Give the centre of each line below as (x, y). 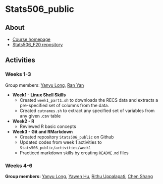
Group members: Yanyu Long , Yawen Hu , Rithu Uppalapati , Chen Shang (79, 176)
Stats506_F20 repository (37, 45)
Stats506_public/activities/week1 (55, 148)
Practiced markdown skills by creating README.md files (74, 153)
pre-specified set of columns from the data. (64, 105)
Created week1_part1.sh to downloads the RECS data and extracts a (89, 100)
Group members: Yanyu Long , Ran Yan (45, 85)
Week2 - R (23, 121)
